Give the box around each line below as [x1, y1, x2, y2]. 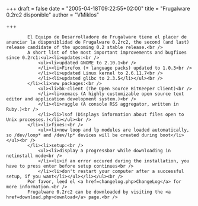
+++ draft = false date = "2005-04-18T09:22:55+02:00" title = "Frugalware [6, 5, 191, 12]
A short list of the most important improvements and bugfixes [27, 50, 187, 55]
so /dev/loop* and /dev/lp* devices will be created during [6, 132, 158, 138]
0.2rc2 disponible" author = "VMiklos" [6, 11, 100, 18]
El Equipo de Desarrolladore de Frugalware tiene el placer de [27, 34, 187, 40]
